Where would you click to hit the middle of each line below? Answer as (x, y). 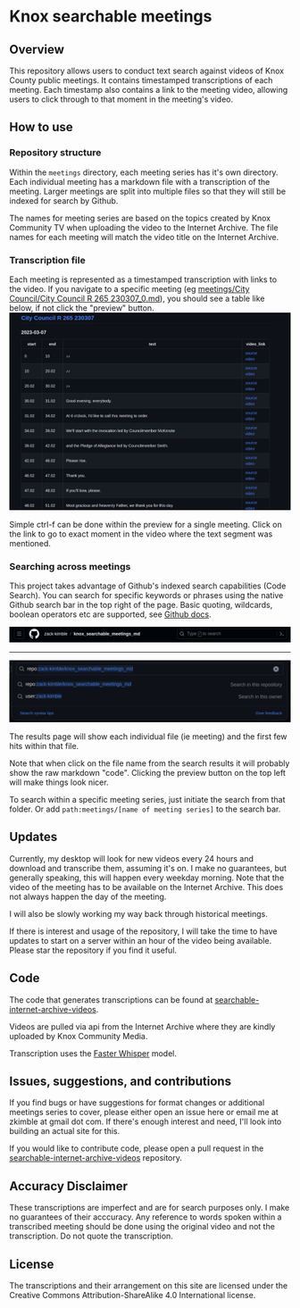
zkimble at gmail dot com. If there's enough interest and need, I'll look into (146, 1121)
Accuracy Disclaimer (68, 1186)
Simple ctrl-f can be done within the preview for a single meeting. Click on (146, 524)
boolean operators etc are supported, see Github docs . (110, 614)
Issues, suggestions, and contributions (121, 1082)
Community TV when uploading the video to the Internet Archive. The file (144, 227)
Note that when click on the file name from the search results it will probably (150, 763)
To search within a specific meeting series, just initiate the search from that (147, 800)
